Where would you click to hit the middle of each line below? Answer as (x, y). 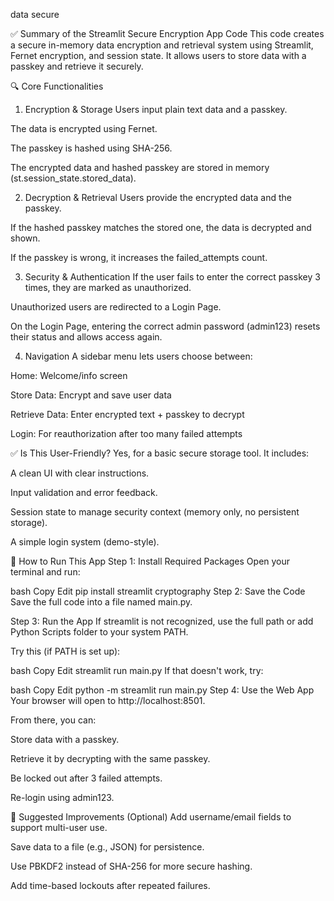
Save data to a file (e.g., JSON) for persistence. (107, 847)
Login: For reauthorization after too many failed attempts (126, 433)
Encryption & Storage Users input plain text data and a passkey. (156, 109)
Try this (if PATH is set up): (65, 651)
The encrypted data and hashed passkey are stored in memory (140, 167)
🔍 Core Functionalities (57, 86)
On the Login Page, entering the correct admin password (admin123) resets (165, 326)
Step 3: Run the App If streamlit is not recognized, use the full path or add (162, 621)
